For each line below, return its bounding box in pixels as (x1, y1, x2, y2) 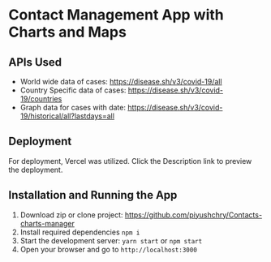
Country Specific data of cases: (19, 85, 127, 95)
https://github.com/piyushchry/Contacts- (124, 209, 262, 220)
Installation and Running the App (8, 188, 178, 202)
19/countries (19, 94, 62, 103)
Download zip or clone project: (19, 209, 123, 220)
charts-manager (19, 218, 75, 228)
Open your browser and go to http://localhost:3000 (19, 244, 197, 254)
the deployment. (8, 165, 63, 174)
